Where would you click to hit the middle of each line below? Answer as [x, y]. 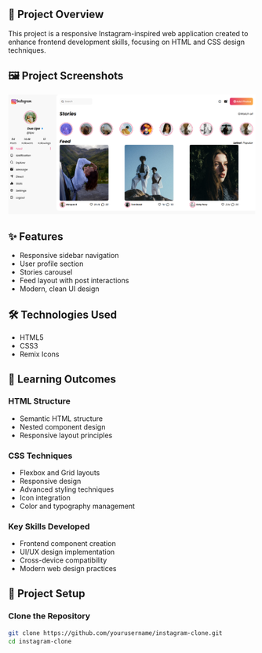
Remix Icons [39, 354]
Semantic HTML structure [61, 419]
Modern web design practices [68, 569]
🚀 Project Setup [47, 594]
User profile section [51, 264]
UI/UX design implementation [67, 552]
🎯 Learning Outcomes [62, 379]
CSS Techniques [40, 456]
